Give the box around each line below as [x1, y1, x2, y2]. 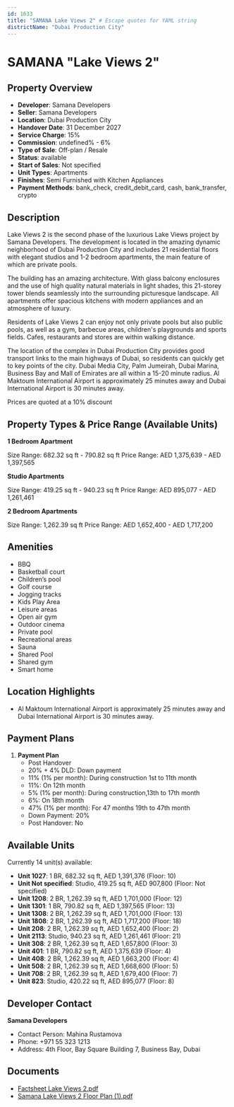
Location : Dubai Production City [17, 116, 111, 124]
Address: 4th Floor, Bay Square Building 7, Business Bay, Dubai [17, 1045, 201, 1054]
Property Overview [7, 82, 93, 94]
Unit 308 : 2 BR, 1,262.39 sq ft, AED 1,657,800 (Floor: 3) [17, 939, 178, 948]
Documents [7, 1065, 60, 1077]
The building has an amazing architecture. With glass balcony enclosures [7, 274, 220, 283]
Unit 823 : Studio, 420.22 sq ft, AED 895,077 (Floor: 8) [17, 977, 175, 985]
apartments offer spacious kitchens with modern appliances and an [7, 296, 203, 305]
